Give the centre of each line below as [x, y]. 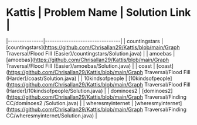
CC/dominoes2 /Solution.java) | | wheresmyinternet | [70, 103]
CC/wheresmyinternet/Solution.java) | [52, 115]
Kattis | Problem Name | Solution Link [98, 13]
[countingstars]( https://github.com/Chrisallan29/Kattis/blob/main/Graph [93, 47]
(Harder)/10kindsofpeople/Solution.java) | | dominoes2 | [73, 91]
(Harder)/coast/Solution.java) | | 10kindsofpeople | [67, 78]
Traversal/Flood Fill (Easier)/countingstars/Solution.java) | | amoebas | [91, 53]
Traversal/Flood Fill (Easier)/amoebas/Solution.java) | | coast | [81, 66]
